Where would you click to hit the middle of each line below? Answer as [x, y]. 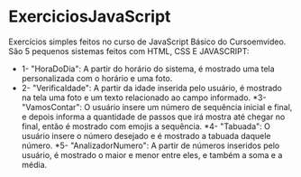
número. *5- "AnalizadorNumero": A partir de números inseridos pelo [150, 145]
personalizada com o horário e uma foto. [97, 78]
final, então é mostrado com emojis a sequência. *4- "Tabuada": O [146, 126]
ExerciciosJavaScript [90, 17]
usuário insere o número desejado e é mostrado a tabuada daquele [146, 135]
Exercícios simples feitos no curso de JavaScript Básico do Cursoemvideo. [147, 42]
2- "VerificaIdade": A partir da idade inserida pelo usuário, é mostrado [152, 88]
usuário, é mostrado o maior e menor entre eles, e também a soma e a [152, 154]
